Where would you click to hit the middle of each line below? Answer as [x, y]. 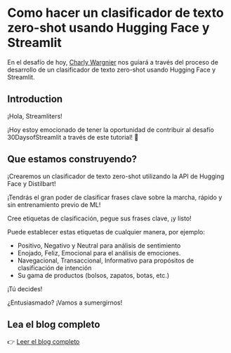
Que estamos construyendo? [72, 159]
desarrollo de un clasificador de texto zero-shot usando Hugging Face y [112, 69]
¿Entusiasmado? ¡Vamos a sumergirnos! [65, 302]
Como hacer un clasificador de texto [115, 13]
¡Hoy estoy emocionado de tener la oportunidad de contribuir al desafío [111, 129]
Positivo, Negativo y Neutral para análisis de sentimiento [99, 245]
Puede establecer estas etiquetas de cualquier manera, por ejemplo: [106, 232]
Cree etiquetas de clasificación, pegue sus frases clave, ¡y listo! [99, 218]
